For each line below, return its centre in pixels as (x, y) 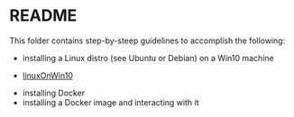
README (43, 16)
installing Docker (54, 93)
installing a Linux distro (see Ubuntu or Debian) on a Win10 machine (148, 58)
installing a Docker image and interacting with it (110, 102)
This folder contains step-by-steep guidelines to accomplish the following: (147, 40)
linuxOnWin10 (48, 75)
